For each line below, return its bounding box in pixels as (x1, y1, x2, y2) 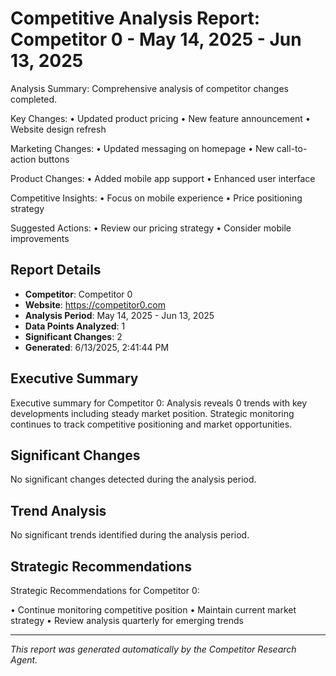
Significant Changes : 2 (24, 330, 123, 342)
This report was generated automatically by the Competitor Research (10, 643, 297, 655)
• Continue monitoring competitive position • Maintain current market (10, 604, 297, 616)
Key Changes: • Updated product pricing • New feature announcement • (10, 112, 311, 124)
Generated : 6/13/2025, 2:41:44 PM (24, 341, 170, 353)
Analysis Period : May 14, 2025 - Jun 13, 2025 (24, 309, 215, 321)
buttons (38, 153, 70, 165)
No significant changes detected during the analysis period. (10, 473, 257, 486)
